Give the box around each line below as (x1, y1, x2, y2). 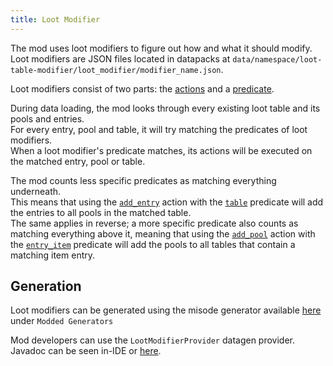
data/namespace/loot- (232, 54, 323, 65)
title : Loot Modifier (10, 14, 101, 25)
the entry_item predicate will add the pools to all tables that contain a (10, 238, 296, 250)
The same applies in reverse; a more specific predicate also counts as (10, 217, 299, 229)
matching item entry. (10, 249, 96, 261)
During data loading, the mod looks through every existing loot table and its (10, 102, 321, 114)
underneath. (10, 185, 62, 197)
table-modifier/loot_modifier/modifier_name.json (10, 65, 222, 75)
